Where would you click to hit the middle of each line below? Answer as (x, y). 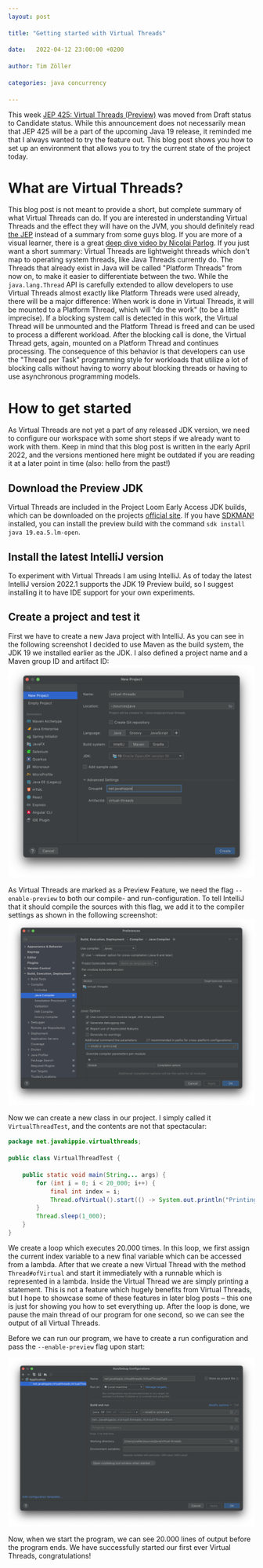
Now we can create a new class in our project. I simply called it (110, 1118)
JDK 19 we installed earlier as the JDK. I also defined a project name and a (128, 653)
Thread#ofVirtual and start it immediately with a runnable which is (115, 1273)
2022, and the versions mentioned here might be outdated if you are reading (131, 455)
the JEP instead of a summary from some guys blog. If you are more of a (125, 235)
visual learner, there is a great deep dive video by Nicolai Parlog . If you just (129, 243)
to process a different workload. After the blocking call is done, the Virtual (127, 335)
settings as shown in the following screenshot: (83, 914)
